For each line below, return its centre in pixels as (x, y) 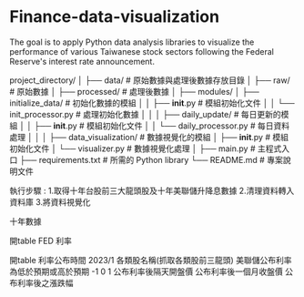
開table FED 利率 (41, 241)
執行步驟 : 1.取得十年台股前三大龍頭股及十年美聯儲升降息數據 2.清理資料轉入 (152, 190)
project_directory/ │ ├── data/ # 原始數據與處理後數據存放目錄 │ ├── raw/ (150, 80)
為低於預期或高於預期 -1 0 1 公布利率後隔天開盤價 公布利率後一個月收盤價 (147, 271)
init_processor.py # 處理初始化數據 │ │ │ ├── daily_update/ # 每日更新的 (145, 114)
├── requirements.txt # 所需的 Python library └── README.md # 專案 (152, 159)
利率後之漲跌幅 (45, 282)
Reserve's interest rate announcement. (82, 61)
